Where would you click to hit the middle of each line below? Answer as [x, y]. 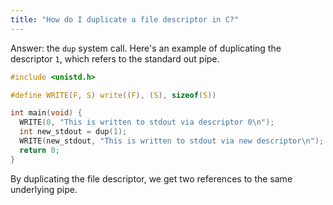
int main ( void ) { [46, 113]
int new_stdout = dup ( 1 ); [73, 132]
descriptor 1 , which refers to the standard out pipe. [115, 58]
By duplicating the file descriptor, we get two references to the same [151, 178]
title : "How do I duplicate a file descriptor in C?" [125, 19]
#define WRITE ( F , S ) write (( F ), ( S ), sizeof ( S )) [113, 95]
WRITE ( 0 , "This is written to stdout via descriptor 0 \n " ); [147, 122]
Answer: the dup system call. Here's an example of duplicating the [146, 48]
